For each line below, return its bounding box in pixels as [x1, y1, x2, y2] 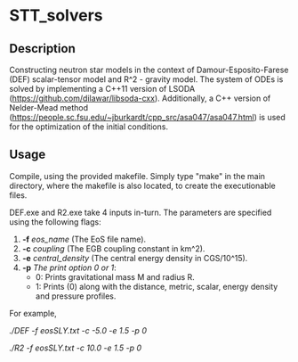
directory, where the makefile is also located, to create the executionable [9, 180, 276, 191]
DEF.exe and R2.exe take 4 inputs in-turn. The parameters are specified [9, 207, 272, 218]
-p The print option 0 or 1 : [21, 262, 117, 273]
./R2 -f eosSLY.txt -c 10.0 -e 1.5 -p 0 [9, 342, 142, 353]
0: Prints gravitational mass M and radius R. [35, 271, 196, 282]
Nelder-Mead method [9, 103, 89, 112]
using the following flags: [9, 216, 101, 227]
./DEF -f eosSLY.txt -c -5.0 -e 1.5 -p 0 [9, 325, 147, 335]
